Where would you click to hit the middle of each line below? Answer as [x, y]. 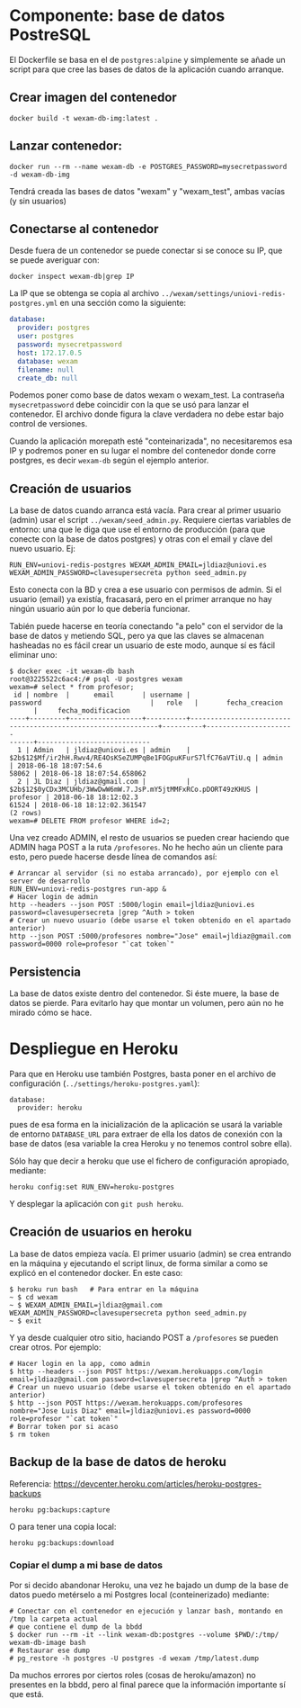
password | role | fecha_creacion [146, 703]
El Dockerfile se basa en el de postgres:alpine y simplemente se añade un [147, 59]
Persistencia [45, 971]
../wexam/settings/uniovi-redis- [224, 294]
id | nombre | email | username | [102, 695]
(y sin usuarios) [38, 201]
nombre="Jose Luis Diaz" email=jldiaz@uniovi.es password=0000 [130, 1411]
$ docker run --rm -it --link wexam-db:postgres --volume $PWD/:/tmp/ [144, 1634]
